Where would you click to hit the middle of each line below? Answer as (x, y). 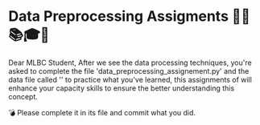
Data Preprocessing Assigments (119, 16)
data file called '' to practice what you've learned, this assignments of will (130, 79)
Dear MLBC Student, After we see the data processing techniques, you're (130, 62)
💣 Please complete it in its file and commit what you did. (102, 112)
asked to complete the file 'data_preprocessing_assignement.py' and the (129, 71)
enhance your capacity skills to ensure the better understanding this (122, 88)
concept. (23, 96)
